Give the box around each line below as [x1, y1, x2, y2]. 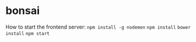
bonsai [5, 4, 40, 17]
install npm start [5, 30, 50, 36]
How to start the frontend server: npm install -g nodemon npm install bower [5, 23, 191, 30]
